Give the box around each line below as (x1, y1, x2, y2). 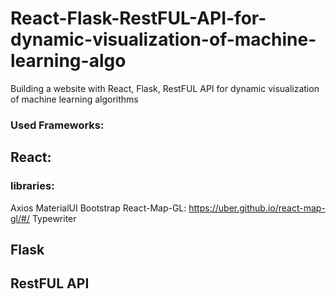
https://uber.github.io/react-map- (188, 202, 326, 214)
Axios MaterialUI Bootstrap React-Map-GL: (10, 202, 187, 214)
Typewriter (31, 212, 77, 224)
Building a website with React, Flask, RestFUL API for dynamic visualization (10, 82, 320, 94)
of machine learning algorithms (10, 93, 139, 105)
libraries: (10, 179, 55, 193)
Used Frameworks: (10, 118, 105, 132)
